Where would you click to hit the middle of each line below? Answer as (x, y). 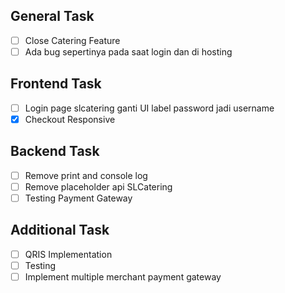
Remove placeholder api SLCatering (98, 186)
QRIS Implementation (68, 254)
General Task (52, 16)
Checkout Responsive (70, 119)
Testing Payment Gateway (78, 198)
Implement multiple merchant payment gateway (123, 276)
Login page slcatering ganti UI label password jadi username (149, 108)
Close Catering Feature (72, 40)
